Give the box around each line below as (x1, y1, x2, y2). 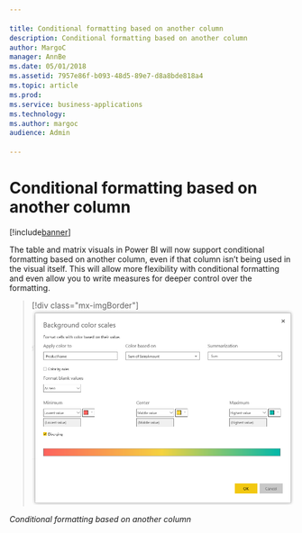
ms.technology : (9, 109, 67, 119)
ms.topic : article (9, 81, 78, 90)
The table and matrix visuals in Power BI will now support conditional (9, 244, 265, 255)
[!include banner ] (9, 226, 71, 238)
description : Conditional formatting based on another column (9, 33, 248, 42)
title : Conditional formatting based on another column (9, 23, 224, 33)
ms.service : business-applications (9, 100, 143, 109)
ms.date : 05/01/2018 (9, 62, 87, 71)
